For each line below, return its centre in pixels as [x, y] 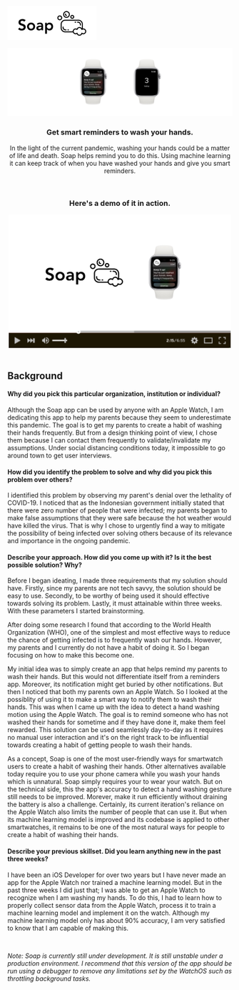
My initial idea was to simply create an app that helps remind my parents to [117, 669]
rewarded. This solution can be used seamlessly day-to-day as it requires [115, 730]
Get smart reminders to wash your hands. [120, 132]
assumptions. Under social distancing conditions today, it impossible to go [117, 447]
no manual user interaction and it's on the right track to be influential [108, 738]
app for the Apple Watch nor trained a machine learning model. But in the [115, 882]
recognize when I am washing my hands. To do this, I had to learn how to [115, 897]
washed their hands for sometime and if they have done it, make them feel [117, 722]
